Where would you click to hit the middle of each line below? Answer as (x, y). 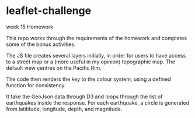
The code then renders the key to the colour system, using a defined (88, 79)
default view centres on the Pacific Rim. (54, 67)
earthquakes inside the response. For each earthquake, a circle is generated (98, 102)
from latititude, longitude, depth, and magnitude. (64, 109)
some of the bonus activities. (41, 44)
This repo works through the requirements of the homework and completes (97, 38)
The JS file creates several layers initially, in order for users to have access (96, 55)
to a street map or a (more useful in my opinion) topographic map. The (91, 62)
